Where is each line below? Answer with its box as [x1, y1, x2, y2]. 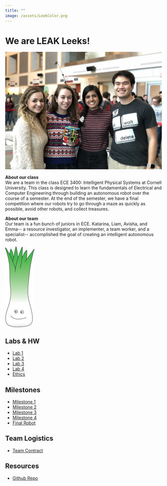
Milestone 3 [12, 409, 37, 415]
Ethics [12, 371, 25, 377]
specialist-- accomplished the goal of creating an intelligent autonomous [5, 232, 154, 238]
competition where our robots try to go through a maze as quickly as [5, 201, 146, 207]
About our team [5, 216, 38, 222]
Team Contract [12, 447, 43, 453]
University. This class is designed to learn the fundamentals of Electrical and [5, 185, 162, 191]
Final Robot [12, 420, 36, 426]
